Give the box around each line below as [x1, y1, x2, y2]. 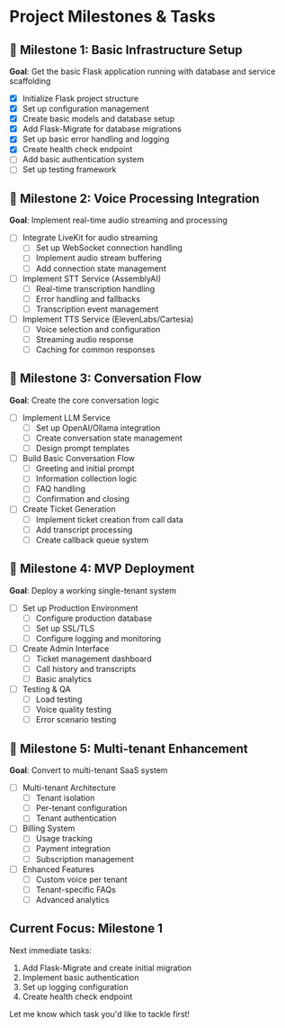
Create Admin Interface [22, 642, 110, 654]
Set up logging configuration [22, 981, 129, 992]
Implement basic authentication [22, 971, 139, 983]
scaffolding [9, 76, 51, 86]
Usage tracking [35, 833, 93, 844]
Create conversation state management [35, 432, 183, 443]
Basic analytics [35, 673, 93, 684]
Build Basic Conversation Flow [22, 453, 136, 464]
